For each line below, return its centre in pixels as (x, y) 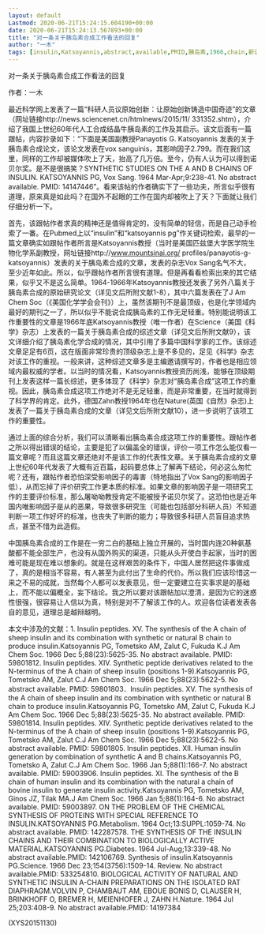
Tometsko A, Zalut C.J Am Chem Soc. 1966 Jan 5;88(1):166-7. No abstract (128, 765)
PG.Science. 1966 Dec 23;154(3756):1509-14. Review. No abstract (115, 866)
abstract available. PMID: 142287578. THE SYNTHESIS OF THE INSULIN (125, 832)
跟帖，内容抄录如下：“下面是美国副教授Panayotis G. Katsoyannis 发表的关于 (131, 139)
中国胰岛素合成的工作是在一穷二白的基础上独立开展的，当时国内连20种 (123, 543)
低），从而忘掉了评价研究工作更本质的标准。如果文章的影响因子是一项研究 (127, 487)
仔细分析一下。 (32, 206)
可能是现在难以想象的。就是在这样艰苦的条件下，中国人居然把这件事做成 (132, 563)
